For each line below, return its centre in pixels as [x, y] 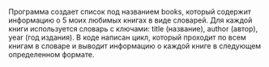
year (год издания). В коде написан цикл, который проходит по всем [127, 37]
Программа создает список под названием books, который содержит [130, 12]
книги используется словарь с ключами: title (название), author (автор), [133, 29]
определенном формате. [51, 54]
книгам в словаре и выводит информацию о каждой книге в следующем [135, 46]
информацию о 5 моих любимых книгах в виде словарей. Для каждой [130, 20]
